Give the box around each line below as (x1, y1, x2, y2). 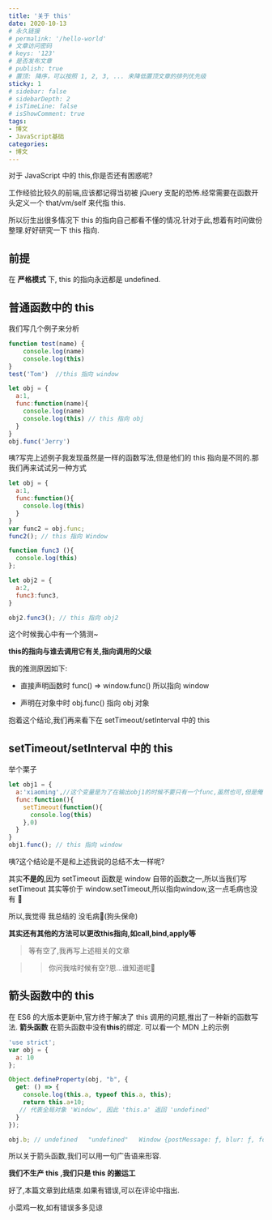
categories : (8, 139, 49, 148)
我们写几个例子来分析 (8, 323, 79, 333)
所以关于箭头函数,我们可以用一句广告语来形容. (8, 1151, 162, 1161)
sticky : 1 (8, 79, 42, 88)
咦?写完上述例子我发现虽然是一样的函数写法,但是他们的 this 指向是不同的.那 (8, 453, 259, 463)
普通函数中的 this (8, 301, 95, 315)
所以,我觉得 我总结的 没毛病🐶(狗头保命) (8, 911, 138, 921)
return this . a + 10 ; (23, 1098, 85, 1107)
